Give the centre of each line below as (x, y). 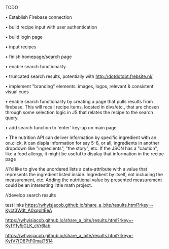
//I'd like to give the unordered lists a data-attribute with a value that (76, 169)
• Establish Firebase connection (39, 17)
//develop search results (31, 195)
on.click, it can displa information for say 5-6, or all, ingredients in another (82, 143)
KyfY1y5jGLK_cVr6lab (28, 226)
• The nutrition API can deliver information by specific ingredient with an (81, 137)
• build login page (24, 37)
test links (15, 205)
